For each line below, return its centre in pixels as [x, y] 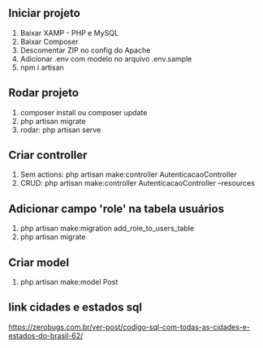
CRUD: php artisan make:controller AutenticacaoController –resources [138, 183]
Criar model [39, 262]
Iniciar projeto [45, 13]
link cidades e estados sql [75, 307]
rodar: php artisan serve [60, 130]
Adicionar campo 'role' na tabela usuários [116, 209]
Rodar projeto [44, 93]
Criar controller [48, 155]
